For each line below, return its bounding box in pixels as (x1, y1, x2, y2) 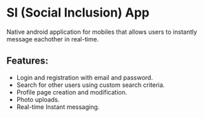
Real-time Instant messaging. (16, 102, 100, 111)
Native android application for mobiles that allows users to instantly (6, 28, 198, 36)
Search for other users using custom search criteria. (16, 81, 165, 89)
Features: (6, 55, 49, 67)
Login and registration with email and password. (16, 73, 153, 81)
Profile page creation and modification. (16, 88, 127, 96)
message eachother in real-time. (6, 35, 99, 43)
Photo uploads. (16, 95, 60, 104)
